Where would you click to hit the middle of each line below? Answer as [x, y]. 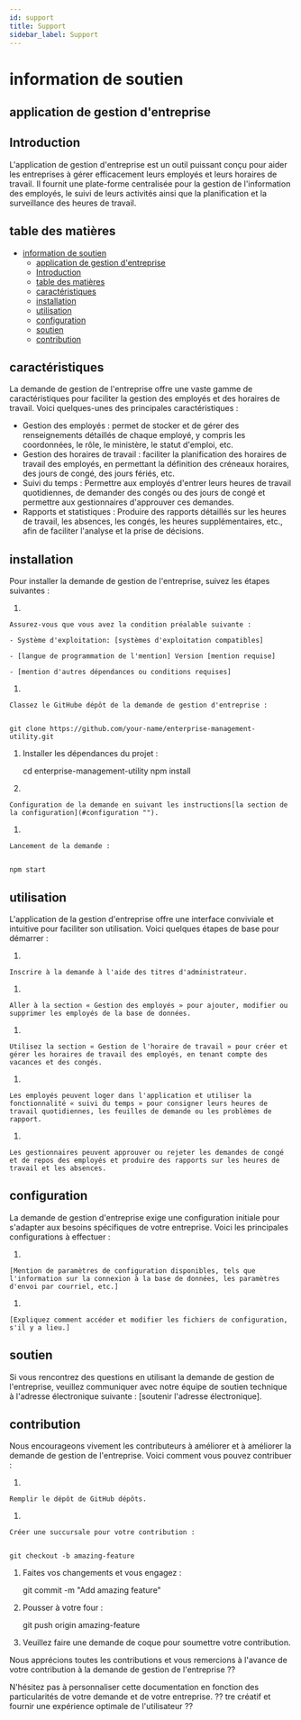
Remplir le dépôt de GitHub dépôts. [78, 1499]
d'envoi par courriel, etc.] [64, 1286]
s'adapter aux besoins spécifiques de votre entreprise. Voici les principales [149, 1227]
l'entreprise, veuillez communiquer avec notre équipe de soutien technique [148, 1386]
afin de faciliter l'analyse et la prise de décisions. [113, 531]
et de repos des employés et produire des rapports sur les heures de [145, 1161]
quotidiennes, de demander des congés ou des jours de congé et [144, 493]
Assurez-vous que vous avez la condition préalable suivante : [131, 625]
